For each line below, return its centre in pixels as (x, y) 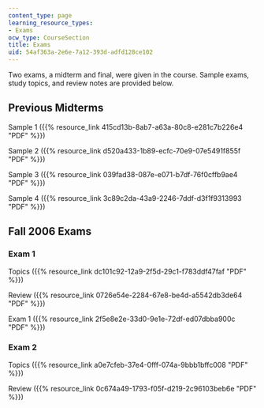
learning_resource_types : (50, 23)
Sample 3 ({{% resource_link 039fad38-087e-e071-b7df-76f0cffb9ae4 (123, 174)
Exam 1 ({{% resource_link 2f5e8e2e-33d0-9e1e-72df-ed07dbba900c (122, 319)
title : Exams (30, 45)
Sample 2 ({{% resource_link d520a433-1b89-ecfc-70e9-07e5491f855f (125, 150)
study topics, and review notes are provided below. (91, 83)
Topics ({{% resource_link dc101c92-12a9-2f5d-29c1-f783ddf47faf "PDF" (127, 271)
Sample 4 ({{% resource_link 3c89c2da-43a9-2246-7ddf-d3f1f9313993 (125, 198)
